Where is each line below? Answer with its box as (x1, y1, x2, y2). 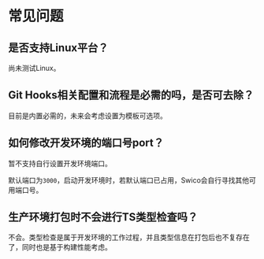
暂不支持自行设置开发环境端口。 (8, 158, 112, 168)
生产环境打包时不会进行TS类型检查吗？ (8, 210, 199, 224)
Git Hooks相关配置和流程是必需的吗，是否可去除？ (8, 88, 255, 102)
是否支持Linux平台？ (8, 41, 109, 54)
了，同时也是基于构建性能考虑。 (8, 242, 112, 252)
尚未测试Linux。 (8, 64, 61, 72)
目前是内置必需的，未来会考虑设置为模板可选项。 (8, 111, 167, 120)
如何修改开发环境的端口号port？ (8, 136, 164, 150)
